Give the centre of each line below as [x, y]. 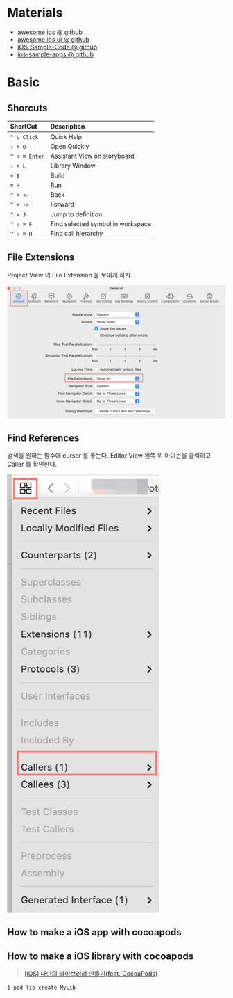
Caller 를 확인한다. [32, 464]
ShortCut [24, 127]
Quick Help [66, 136]
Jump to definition [76, 214]
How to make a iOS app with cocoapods [94, 932]
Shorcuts [27, 108]
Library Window [73, 166]
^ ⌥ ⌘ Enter [27, 157]
